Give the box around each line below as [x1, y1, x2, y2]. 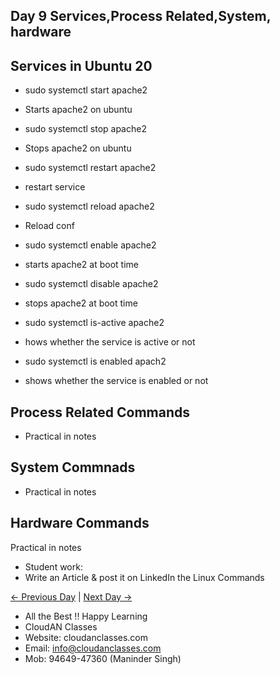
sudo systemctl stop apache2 [24, 123, 147, 135]
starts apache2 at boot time [24, 259, 139, 271]
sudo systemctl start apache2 [24, 84, 148, 96]
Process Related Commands [10, 404, 191, 421]
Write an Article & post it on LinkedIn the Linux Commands [24, 571, 265, 583]
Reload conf [24, 220, 75, 232]
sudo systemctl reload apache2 [24, 200, 155, 213]
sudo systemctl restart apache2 [24, 162, 157, 174]
